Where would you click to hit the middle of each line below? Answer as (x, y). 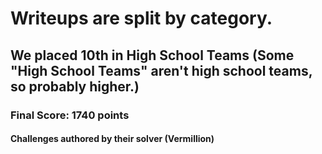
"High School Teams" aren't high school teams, (161, 70)
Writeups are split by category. (141, 18)
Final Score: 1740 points (70, 115)
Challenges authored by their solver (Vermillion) (112, 139)
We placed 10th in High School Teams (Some (152, 55)
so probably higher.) (75, 86)
